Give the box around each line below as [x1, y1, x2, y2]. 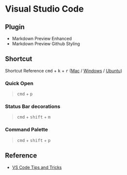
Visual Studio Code [5, 3, 84, 15]
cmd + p [16, 91, 33, 97]
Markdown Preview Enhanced [12, 35, 72, 41]
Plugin [5, 23, 25, 31]
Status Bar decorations [5, 103, 61, 110]
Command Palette [5, 126, 48, 133]
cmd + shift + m [16, 114, 51, 120]
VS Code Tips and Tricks [12, 164, 62, 170]
